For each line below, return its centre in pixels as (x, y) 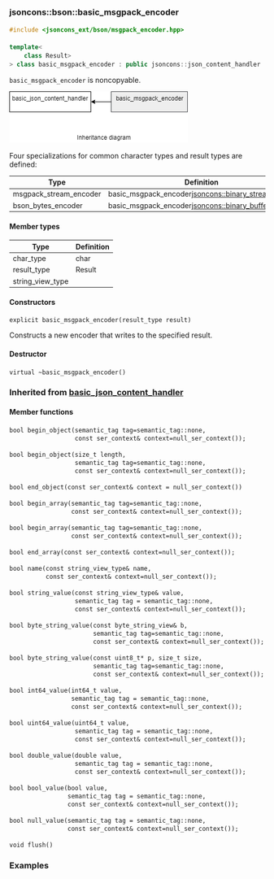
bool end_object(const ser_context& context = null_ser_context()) (126, 487)
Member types (35, 226)
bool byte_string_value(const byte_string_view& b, (98, 625)
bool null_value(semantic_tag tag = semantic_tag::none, (108, 820)
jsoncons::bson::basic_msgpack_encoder (94, 12)
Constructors (33, 302)
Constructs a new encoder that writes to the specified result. (111, 335)
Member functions (41, 412)
